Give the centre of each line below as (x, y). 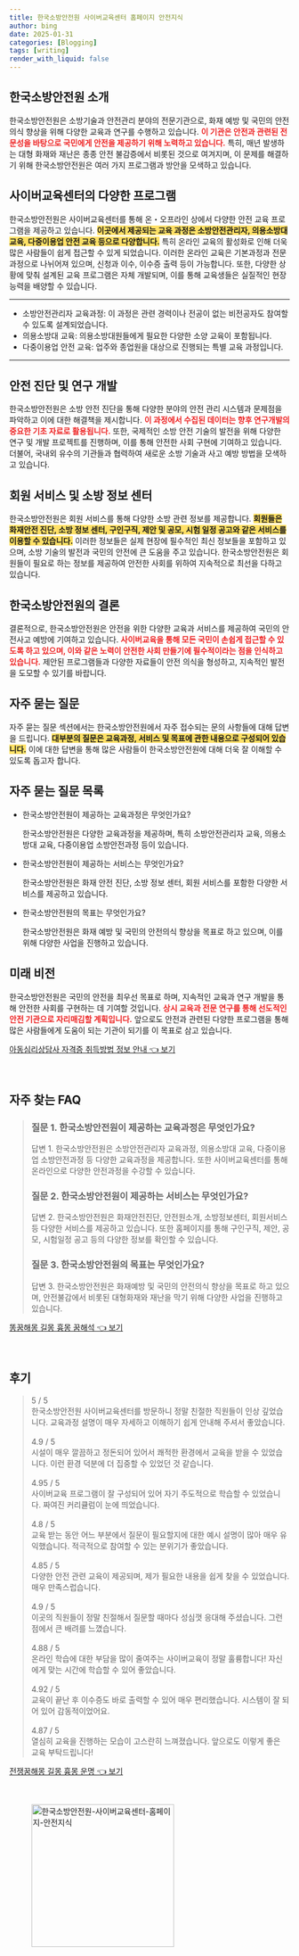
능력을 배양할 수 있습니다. (53, 285)
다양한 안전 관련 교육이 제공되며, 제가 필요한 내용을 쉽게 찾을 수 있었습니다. (160, 1576)
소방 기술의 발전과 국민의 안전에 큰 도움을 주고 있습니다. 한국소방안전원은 (154, 552)
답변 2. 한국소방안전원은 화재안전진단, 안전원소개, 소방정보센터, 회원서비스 (159, 1217)
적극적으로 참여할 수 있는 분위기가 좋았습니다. (150, 1546)
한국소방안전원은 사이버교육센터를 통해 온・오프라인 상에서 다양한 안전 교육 (139, 219)
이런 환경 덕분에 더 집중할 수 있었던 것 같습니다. (132, 1463)
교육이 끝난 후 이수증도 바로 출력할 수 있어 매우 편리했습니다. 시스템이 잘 (155, 1699)
